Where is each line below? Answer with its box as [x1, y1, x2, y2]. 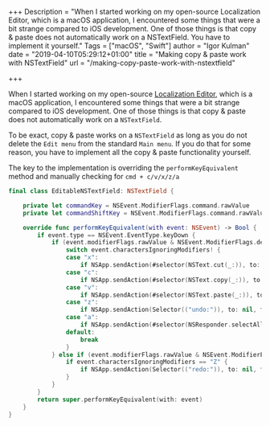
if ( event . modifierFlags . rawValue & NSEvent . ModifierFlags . [51, 239, 257, 247]
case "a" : [65, 313, 99, 322]
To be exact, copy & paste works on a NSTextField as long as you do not [8, 130, 247, 140]
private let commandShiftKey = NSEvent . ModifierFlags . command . [22, 209, 239, 217]
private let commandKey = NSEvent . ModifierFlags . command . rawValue [22, 201, 250, 210]
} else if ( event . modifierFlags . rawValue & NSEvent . [51, 350, 232, 358]
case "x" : [65, 253, 99, 262]
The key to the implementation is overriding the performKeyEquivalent [8, 163, 239, 172]
